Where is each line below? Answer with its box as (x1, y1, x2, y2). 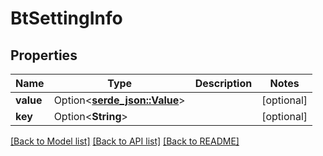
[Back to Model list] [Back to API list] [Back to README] (10, 135, 240, 147)
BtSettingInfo (10, 7, 123, 30)
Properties (10, 47, 78, 64)
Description (194, 77, 253, 90)
